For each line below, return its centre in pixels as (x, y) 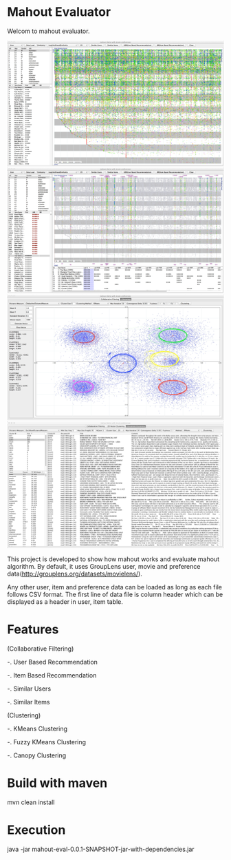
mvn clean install (31, 802)
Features (33, 630)
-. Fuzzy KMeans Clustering (47, 742)
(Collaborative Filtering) (41, 649)
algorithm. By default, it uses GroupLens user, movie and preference (104, 566)
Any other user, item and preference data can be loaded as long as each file (114, 587)
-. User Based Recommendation (53, 662)
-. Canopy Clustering (37, 755)
